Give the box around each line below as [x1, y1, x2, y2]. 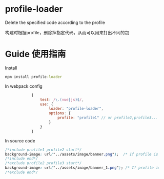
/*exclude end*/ [5, 170, 38, 175]
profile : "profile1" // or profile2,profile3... [57, 116, 159, 120]
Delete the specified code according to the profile [5, 20, 105, 25]
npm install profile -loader [5, 74, 62, 79]
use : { [40, 101, 54, 107]
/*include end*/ [5, 156, 38, 161]
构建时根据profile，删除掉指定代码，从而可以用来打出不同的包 [5, 29, 129, 35]
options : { [48, 111, 71, 116]
